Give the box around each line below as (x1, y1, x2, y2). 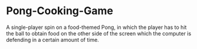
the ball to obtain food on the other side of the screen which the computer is (6, 30, 192, 37)
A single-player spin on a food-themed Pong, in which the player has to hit (6, 24, 187, 31)
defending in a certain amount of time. (6, 36, 99, 43)
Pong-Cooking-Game (6, 4, 113, 18)
